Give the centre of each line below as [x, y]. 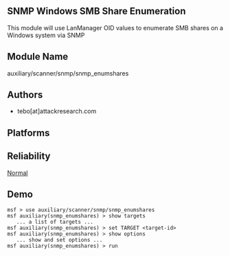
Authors [25, 95]
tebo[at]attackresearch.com [57, 111]
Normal [18, 173]
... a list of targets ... [55, 222]
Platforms [28, 133]
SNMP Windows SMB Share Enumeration [96, 11]
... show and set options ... [59, 240]
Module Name [38, 57]
